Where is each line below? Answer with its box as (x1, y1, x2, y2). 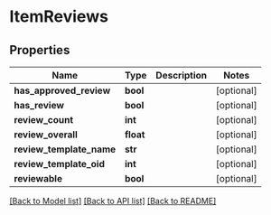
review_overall (14, 128, 79, 141)
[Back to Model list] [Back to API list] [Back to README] (9, 196, 217, 206)
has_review (14, 99, 65, 111)
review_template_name (14, 143, 117, 155)
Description (155, 70, 208, 81)
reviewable (14, 173, 63, 184)
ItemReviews (9, 6, 108, 27)
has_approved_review (14, 84, 111, 97)
